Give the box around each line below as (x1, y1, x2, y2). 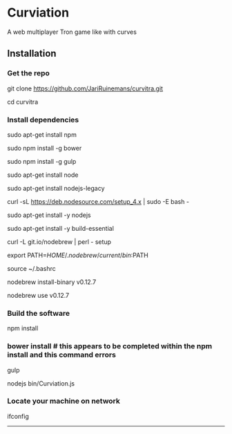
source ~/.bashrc (7, 264, 57, 272)
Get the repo (7, 68, 50, 78)
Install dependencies (7, 115, 79, 124)
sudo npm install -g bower (7, 144, 82, 152)
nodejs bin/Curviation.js (7, 379, 75, 388)
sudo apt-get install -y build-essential (7, 224, 114, 232)
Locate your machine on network (7, 396, 121, 406)
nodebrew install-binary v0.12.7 (7, 278, 97, 286)
